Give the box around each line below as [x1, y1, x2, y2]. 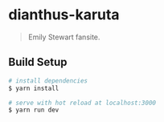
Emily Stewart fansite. [27, 32, 100, 42]
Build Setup [8, 55, 68, 69]
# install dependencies [8, 76, 88, 85]
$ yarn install [8, 84, 59, 92]
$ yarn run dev [8, 106, 59, 114]
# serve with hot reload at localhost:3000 [8, 99, 157, 107]
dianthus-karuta [8, 6, 120, 24]
